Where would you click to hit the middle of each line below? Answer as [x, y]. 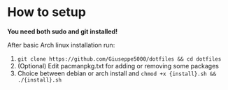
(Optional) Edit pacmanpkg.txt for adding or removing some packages [118, 66]
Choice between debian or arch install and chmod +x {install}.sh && [117, 73]
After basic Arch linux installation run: [61, 45]
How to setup [47, 12]
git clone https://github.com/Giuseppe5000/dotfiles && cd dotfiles [119, 59]
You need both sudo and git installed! [62, 31]
